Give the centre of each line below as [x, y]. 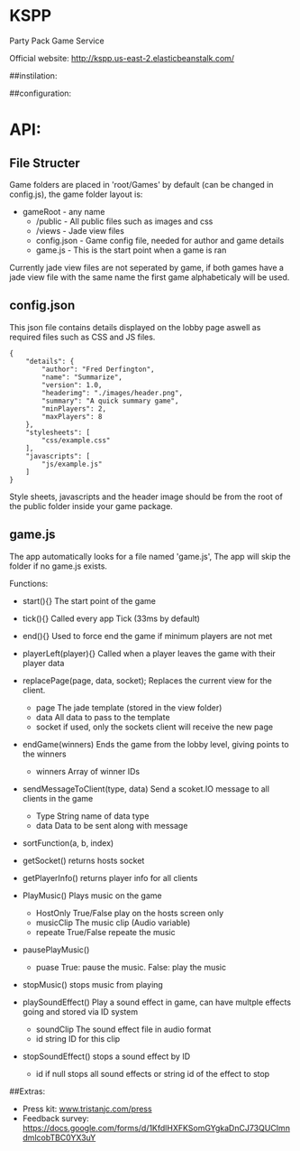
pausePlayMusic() [56, 950]
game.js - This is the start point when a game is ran [131, 250]
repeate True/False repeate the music [105, 932]
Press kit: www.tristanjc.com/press [87, 1109]
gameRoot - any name [64, 211]
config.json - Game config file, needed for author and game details [160, 240]
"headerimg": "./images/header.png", [112, 393]
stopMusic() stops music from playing [93, 984]
